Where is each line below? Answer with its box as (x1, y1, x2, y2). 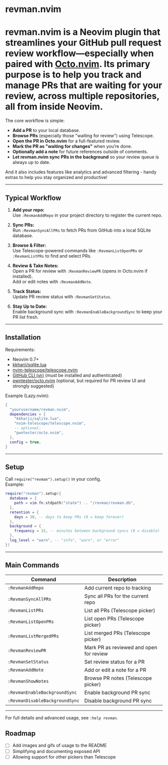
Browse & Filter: (12, 242, 46, 248)
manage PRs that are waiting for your (5, 80, 162, 91)
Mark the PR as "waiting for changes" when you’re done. (12, 143, 132, 149)
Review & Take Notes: (12, 262, 59, 269)
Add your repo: (12, 207, 45, 213)
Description (108, 576, 136, 583)
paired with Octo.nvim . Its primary (5, 59, 150, 70)
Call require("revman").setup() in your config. (5, 476, 101, 482)
